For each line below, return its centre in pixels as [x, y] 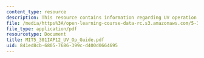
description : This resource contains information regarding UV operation [102, 18]
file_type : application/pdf [42, 29]
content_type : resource [36, 12]
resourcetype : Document [36, 34]
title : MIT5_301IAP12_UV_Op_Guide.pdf [55, 40]
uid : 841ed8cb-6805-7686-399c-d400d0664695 [62, 46]
